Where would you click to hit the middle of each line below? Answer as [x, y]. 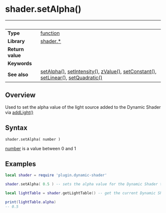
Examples [21, 164]
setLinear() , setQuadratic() [71, 78]
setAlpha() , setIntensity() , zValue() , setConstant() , [98, 71]
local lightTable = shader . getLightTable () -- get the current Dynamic [80, 193]
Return [16, 49]
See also [18, 74]
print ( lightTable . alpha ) [31, 202]
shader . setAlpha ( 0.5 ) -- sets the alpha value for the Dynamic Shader [82, 184]
